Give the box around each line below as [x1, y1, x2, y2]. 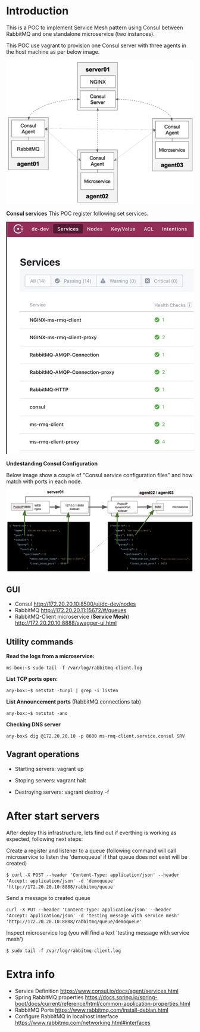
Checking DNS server [6, 721, 61, 728]
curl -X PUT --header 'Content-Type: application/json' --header [6, 907, 171, 913]
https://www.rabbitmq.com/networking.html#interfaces [14, 1019, 151, 1026]
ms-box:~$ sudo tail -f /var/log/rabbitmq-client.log [6, 665, 143, 671]
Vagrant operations [6, 750, 80, 760]
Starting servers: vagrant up [14, 765, 84, 772]
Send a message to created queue [6, 894, 91, 901]
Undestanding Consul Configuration [6, 460, 98, 467]
